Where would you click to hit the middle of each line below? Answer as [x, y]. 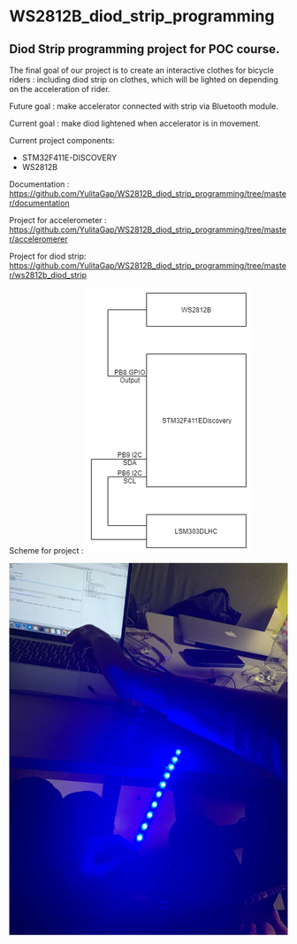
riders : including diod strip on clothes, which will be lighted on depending [144, 80]
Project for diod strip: [48, 256]
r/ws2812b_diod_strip [48, 275]
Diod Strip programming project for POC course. [145, 49]
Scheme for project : [46, 550]
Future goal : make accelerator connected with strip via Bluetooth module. [144, 106]
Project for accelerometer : [58, 220]
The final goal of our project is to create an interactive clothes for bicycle [141, 70]
